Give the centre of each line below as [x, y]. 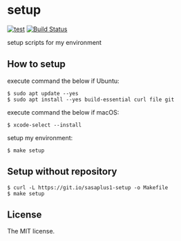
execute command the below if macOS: [63, 112]
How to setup [36, 64]
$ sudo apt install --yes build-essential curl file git [91, 99]
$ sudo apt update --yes [43, 93]
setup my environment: [40, 137]
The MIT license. [31, 231]
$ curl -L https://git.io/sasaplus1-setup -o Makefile [88, 187]
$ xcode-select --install [44, 125]
